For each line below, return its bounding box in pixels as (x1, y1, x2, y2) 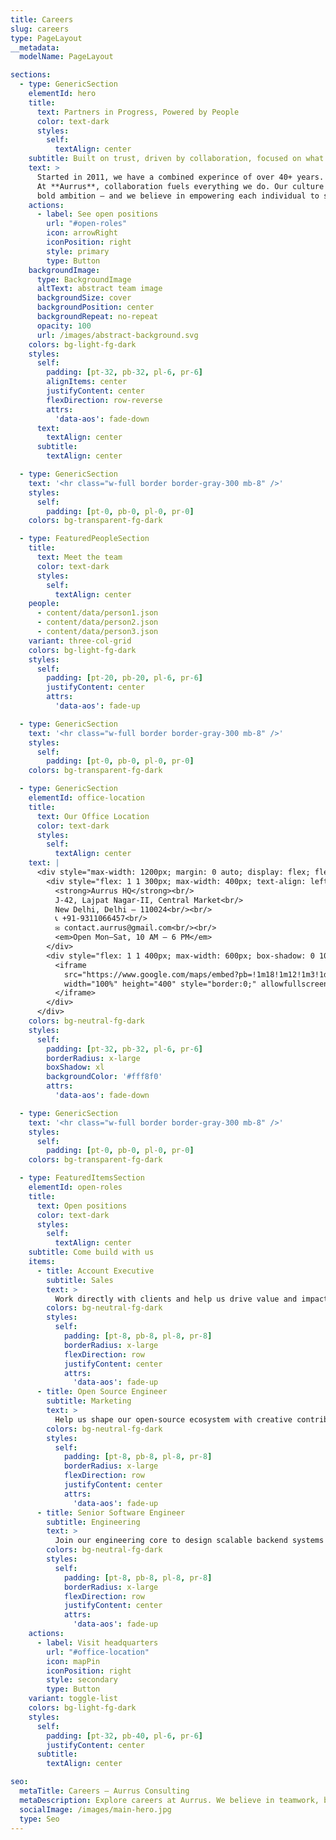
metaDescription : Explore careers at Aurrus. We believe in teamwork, (19, 1795, 320, 1805)
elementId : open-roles (28, 1182, 123, 1192)
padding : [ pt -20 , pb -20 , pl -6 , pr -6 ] (46, 673, 204, 683)
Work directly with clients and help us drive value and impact (54, 1294, 329, 1304)
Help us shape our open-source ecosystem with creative (54, 1414, 293, 1425)
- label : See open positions (36, 209, 159, 220)
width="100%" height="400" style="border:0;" (63, 979, 257, 989)
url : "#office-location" (46, 1647, 150, 1657)
